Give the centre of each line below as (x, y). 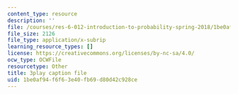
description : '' (31, 20)
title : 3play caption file (47, 73)
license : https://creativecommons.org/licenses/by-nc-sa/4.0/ (101, 54)
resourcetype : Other (38, 66)
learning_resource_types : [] (50, 47)
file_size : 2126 (31, 34)
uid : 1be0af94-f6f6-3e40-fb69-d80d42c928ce (73, 80)
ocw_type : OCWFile (34, 60)
